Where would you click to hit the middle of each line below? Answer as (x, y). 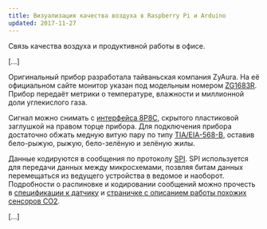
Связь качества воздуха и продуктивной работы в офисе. (107, 45)
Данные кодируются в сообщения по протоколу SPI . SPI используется (128, 158)
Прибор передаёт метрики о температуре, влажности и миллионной (126, 93)
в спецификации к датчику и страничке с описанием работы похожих (128, 192)
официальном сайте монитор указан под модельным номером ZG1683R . (133, 85)
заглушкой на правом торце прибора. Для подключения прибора (120, 126)
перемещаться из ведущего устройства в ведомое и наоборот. (116, 176)
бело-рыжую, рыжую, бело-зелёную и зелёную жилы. (102, 143)
